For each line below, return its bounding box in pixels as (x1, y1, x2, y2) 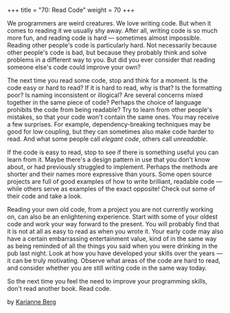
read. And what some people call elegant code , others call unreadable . (7, 135, 208, 143)
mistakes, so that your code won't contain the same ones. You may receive (7, 113, 220, 121)
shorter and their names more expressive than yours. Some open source (7, 170, 212, 178)
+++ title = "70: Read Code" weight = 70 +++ (7, 6, 135, 14)
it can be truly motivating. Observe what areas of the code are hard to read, (7, 257, 221, 264)
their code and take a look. (7, 192, 82, 200)
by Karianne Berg (7, 298, 56, 305)
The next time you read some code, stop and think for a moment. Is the (7, 76, 208, 85)
